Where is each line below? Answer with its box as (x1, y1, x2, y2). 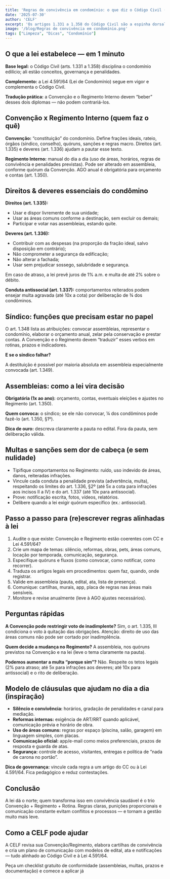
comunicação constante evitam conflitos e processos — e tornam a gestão (5, 808, 162, 815)
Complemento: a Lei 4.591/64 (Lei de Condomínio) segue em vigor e (5, 78, 149, 84)
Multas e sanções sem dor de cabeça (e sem (5, 446, 149, 454)
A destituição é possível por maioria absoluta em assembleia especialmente (5, 362, 163, 368)
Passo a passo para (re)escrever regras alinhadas (5, 514, 165, 523)
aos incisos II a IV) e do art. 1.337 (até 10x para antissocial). (12, 488, 136, 495)
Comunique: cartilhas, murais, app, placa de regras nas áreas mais (12, 584, 152, 590)
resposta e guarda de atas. (12, 744, 69, 750)
